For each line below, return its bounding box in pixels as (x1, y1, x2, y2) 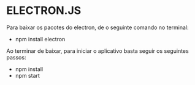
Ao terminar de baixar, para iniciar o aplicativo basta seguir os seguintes (6, 47, 189, 55)
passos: (6, 53, 26, 61)
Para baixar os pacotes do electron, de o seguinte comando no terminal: (6, 24, 189, 31)
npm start (15, 72, 40, 79)
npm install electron (15, 35, 66, 42)
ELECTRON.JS (6, 4, 82, 18)
